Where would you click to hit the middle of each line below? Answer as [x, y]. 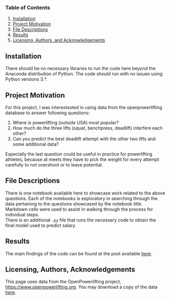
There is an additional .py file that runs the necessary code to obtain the [81, 220]
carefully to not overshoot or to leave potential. [54, 164]
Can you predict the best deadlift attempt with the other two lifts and [84, 139]
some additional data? [36, 144]
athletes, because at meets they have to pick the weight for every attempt [82, 159]
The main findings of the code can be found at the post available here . [79, 253]
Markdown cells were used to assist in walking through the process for [79, 209]
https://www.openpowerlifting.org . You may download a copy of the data [81, 287]
